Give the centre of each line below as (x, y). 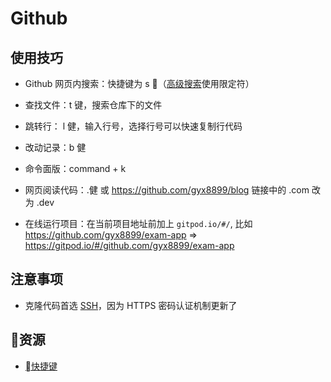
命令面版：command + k (75, 168)
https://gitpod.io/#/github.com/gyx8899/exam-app (129, 245)
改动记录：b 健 (55, 147)
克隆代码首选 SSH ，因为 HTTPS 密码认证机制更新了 (131, 305)
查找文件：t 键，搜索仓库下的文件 (93, 105)
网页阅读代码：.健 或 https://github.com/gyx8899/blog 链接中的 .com (167, 190)
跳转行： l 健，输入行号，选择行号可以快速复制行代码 (133, 126)
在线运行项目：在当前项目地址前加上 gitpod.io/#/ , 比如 (138, 223)
